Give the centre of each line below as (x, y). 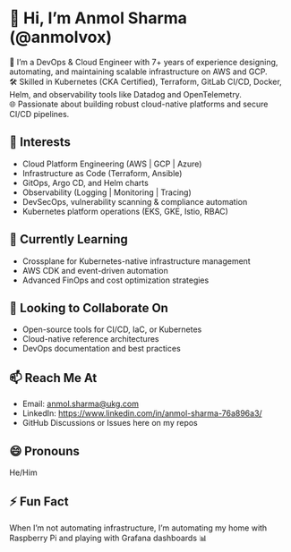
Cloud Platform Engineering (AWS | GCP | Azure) (112, 164)
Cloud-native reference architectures (90, 339)
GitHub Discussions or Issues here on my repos (110, 423)
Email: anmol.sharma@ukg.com (80, 404)
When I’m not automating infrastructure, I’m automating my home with (138, 528)
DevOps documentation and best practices (101, 349)
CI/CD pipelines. (39, 114)
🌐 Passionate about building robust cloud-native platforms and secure (139, 104)
